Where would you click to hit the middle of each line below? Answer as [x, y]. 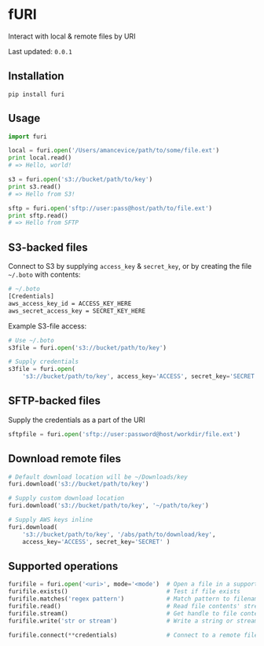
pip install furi [37, 94]
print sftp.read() [38, 215]
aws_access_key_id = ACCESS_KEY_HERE [70, 303]
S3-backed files [48, 247]
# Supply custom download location [66, 498]
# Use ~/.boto [31, 340]
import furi [27, 136]
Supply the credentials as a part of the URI [77, 420]
